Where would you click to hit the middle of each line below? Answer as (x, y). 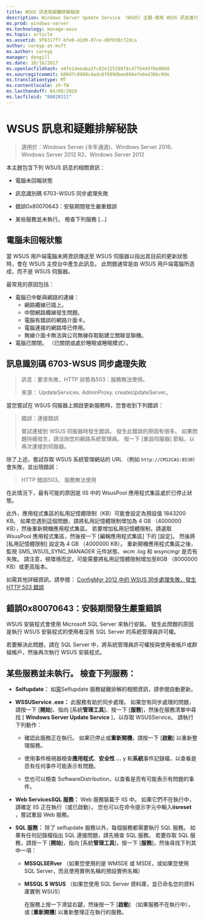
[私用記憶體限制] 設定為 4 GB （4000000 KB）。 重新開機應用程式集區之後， (101, 544)
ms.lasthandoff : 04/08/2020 (42, 91)
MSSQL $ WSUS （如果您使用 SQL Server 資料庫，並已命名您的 (104, 884)
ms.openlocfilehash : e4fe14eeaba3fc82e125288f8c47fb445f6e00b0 (88, 68)
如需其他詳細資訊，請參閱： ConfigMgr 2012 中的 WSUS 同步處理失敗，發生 (101, 580)
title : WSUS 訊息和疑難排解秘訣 (43, 12)
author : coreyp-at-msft (36, 46)
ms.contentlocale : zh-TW (38, 86)
